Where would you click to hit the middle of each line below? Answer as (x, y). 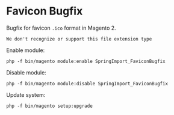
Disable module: (26, 72)
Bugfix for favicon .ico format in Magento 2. (61, 28)
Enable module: (26, 50)
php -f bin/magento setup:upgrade (50, 106)
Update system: (26, 94)
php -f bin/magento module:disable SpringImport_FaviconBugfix (87, 84)
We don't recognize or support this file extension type (79, 39)
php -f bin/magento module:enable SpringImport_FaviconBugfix (86, 61)
